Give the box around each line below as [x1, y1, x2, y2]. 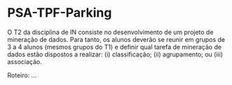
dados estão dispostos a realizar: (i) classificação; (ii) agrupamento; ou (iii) [7, 50, 223, 59]
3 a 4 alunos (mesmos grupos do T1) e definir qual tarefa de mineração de [7, 42, 222, 51]
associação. [7, 57, 42, 65]
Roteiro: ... [7, 71, 37, 79]
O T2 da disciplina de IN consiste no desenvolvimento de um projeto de [7, 28, 214, 36]
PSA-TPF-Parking [7, 5, 112, 21]
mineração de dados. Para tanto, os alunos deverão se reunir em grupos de [7, 35, 226, 43]
